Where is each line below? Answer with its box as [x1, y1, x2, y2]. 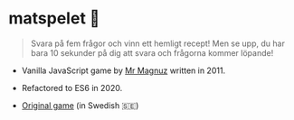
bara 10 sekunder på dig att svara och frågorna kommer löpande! [30, 47, 274, 58]
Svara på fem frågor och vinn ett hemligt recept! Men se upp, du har [30, 38, 286, 49]
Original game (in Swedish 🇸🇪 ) [21, 99, 139, 111]
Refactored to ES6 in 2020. [21, 82, 123, 93]
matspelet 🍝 [8, 8, 100, 29]
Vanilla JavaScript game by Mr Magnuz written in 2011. [21, 65, 226, 76]
